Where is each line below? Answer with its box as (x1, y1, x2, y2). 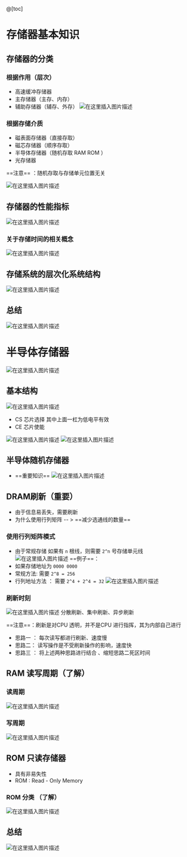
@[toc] (6, 5, 23, 12)
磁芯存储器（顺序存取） (14, 142, 73, 149)
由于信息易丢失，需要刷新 (14, 508, 78, 516)
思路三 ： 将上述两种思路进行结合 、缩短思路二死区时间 (14, 649, 151, 656)
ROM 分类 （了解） (6, 793, 61, 801)
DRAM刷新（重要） (6, 492, 78, 502)
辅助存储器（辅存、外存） (14, 103, 78, 110)
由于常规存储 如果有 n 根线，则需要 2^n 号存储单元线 (14, 547, 143, 555)
